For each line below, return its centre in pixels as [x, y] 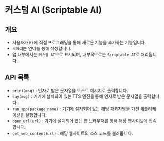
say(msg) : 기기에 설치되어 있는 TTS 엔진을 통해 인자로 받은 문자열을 [77, 96]
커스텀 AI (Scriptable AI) [53, 10]
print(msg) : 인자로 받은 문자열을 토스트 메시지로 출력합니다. [70, 90]
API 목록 [17, 78]
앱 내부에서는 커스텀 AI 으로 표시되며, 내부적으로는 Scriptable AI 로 [76, 55]
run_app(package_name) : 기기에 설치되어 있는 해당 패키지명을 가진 [76, 109]
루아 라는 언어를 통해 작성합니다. [42, 48]
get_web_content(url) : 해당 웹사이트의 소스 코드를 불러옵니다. [72, 133]
